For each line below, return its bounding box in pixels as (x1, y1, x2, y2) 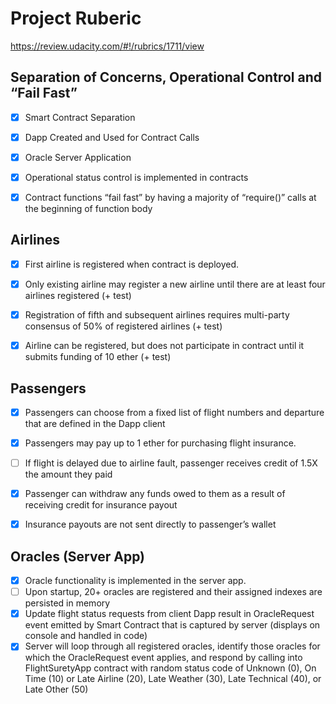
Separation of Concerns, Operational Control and (10, 69, 322, 86)
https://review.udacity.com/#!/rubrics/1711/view (10, 40, 205, 52)
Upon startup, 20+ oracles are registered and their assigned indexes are (24, 586, 323, 598)
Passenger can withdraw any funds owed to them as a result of (24, 488, 286, 500)
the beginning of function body (24, 203, 153, 215)
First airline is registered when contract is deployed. (24, 258, 240, 270)
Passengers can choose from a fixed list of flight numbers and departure (24, 406, 325, 418)
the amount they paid (24, 468, 113, 481)
